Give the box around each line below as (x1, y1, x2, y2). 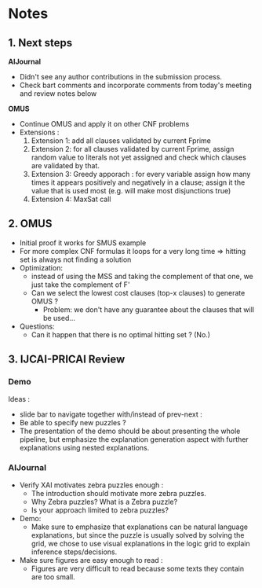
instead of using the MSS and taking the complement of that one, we (31, 271, 253, 281)
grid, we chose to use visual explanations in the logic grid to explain (31, 538, 250, 548)
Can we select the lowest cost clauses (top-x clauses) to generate (31, 288, 246, 297)
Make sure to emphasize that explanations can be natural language (31, 522, 249, 531)
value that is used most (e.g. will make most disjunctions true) (31, 186, 231, 195)
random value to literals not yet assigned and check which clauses (31, 153, 247, 162)
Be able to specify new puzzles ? (19, 417, 127, 427)
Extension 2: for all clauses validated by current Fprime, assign (31, 145, 235, 153)
